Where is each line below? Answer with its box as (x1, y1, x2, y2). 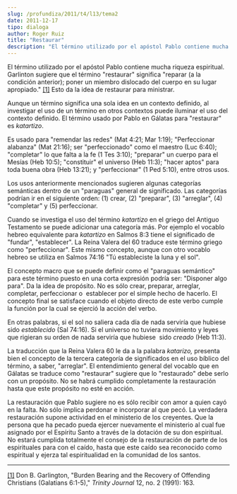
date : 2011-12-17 (7, 17, 59, 24)
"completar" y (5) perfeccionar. (7, 202, 99, 209)
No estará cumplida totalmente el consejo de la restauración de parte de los (7, 436, 228, 444)
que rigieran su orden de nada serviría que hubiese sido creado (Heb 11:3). (7, 333, 227, 341)
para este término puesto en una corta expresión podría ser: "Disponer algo (7, 274, 228, 282)
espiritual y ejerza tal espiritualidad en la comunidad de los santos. (7, 451, 201, 459)
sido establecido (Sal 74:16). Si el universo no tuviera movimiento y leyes (7, 326, 219, 333)
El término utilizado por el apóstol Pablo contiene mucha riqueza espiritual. (7, 63, 225, 71)
